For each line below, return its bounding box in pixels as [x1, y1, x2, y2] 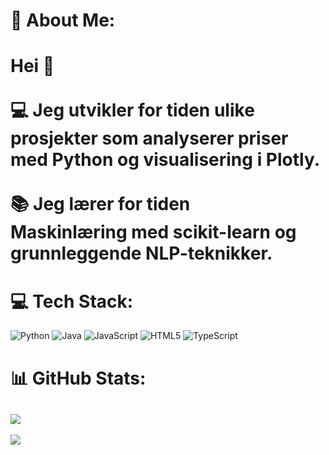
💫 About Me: [10, 9, 116, 32]
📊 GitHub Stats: [10, 367, 147, 389]
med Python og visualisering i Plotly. [10, 149, 321, 171]
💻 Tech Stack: [10, 290, 134, 313]
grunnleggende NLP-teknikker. [10, 242, 273, 265]
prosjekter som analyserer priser [10, 127, 289, 150]
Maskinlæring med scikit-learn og [10, 221, 297, 244]
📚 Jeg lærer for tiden [10, 193, 191, 216]
